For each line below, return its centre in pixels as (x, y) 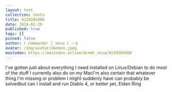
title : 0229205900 (25, 19)
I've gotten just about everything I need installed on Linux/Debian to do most (86, 67)
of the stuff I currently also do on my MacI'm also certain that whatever (80, 73)
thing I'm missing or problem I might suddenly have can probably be (77, 78)
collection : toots (25, 15)
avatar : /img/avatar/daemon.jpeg (41, 48)
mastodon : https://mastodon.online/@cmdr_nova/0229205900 (69, 53)
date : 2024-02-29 (24, 24)
